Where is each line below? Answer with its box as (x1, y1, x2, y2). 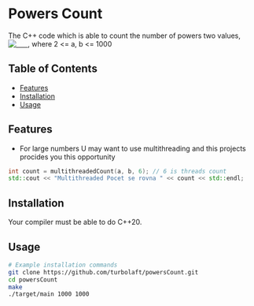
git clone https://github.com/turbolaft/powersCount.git (8, 268, 199, 276)
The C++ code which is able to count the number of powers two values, (8, 31, 241, 40)
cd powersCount (8, 275, 58, 284)
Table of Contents (8, 62, 98, 76)
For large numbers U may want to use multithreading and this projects (19, 144, 246, 153)
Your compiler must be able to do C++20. (8, 218, 142, 227)
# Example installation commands (8, 261, 118, 269)
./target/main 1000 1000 (8, 290, 90, 298)
